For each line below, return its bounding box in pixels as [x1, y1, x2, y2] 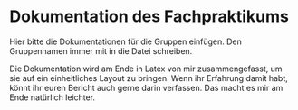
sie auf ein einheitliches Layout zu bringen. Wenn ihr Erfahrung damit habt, [9, 72, 288, 83]
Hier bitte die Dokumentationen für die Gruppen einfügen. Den [9, 36, 243, 47]
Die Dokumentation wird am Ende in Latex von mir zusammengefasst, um [9, 63, 283, 74]
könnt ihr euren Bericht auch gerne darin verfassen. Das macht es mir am [9, 82, 284, 93]
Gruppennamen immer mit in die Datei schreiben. [9, 45, 193, 56]
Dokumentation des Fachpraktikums [9, 6, 290, 27]
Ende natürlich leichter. [9, 92, 96, 103]
